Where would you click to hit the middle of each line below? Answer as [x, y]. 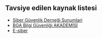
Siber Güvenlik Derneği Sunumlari [47, 20]
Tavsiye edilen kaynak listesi [51, 8]
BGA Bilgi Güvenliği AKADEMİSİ [45, 25]
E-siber [20, 30]
